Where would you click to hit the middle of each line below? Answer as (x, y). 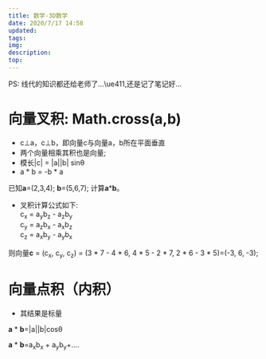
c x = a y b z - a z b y (46, 215)
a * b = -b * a (41, 172)
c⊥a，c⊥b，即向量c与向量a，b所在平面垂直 (92, 142)
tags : (17, 38)
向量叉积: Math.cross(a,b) (95, 119)
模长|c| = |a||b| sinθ (52, 162)
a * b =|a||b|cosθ (35, 329)
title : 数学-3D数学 (38, 16)
